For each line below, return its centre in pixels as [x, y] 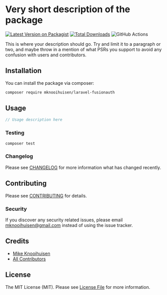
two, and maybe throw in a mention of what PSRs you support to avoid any [83, 49]
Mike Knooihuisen [31, 253]
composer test [20, 143]
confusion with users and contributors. [46, 55]
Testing [15, 133]
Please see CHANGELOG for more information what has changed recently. [83, 167]
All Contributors [29, 259]
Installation [23, 71]
